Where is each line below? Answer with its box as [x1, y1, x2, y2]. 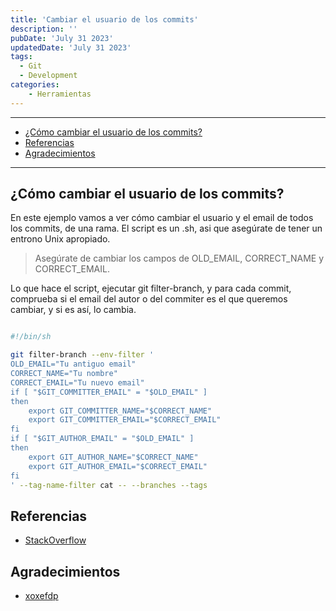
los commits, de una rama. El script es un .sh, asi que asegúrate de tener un [10, 222, 323, 235]
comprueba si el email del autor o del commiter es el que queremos [10, 293, 288, 305]
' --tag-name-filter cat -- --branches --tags [10, 480, 208, 490]
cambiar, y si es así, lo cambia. [10, 304, 137, 316]
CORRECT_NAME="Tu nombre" [10, 369, 118, 379]
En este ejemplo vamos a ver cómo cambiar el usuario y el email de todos [10, 212, 314, 224]
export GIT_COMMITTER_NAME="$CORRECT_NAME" [28, 406, 213, 416]
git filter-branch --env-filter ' [10, 350, 155, 360]
